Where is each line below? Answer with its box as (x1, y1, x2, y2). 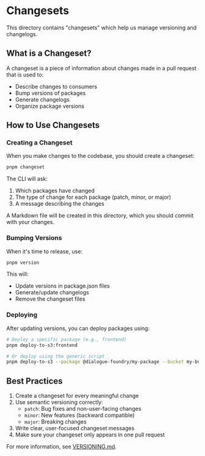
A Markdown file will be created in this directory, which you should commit (6, 212, 194, 219)
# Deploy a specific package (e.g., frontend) (6, 336, 127, 343)
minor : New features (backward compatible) (24, 411, 135, 419)
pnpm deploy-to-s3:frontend (6, 342, 78, 348)
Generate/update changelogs (15, 289, 90, 296)
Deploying (6, 310, 38, 319)
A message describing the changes (15, 200, 105, 207)
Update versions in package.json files (15, 282, 110, 290)
